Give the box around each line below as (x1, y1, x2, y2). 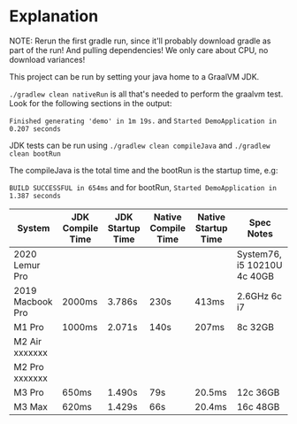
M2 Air (13, 335, 42, 347)
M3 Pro (13, 386, 44, 398)
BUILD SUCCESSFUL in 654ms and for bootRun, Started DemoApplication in (9, 181, 277, 192)
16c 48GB (236, 400, 280, 412)
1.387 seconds (9, 191, 62, 200)
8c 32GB (236, 320, 274, 333)
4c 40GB (236, 270, 274, 282)
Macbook (13, 295, 53, 307)
